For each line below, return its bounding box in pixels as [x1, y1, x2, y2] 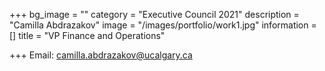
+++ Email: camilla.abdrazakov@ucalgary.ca [9, 49, 193, 61]
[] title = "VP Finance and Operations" [9, 30, 166, 41]
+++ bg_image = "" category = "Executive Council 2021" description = [9, 9, 300, 20]
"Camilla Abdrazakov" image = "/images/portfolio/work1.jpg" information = [9, 19, 317, 31]
